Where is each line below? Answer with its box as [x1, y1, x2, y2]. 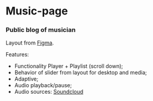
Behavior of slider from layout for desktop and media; [14, 69, 147, 76]
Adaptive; [14, 75, 39, 82]
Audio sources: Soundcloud [14, 88, 84, 96]
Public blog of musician [5, 26, 76, 34]
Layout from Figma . [5, 39, 54, 46]
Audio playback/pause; [14, 82, 72, 89]
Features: [5, 51, 30, 58]
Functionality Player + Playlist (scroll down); [14, 63, 123, 70]
